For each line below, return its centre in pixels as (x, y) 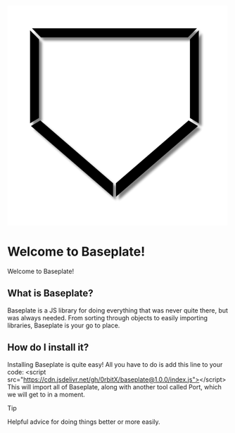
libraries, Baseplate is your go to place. (64, 325)
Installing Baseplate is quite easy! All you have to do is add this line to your (115, 364)
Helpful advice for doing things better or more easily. (84, 422)
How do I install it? (48, 347)
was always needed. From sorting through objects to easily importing (108, 318)
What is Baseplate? (50, 293)
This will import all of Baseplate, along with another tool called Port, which (114, 387)
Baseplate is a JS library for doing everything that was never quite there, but (118, 310)
